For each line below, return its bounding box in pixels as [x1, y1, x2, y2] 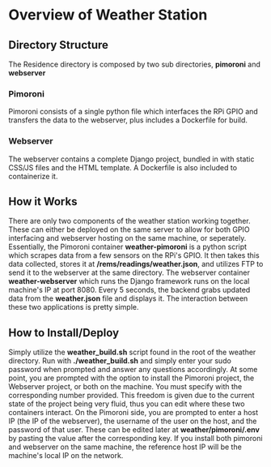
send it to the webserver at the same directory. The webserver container [8, 268, 251, 277]
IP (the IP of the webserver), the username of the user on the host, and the [8, 416, 257, 426]
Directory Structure [8, 38, 109, 52]
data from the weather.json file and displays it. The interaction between [8, 293, 248, 303]
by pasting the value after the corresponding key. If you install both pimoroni [8, 434, 263, 443]
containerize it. [8, 171, 58, 181]
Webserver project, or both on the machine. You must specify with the [8, 382, 243, 392]
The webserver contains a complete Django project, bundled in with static [8, 154, 255, 164]
